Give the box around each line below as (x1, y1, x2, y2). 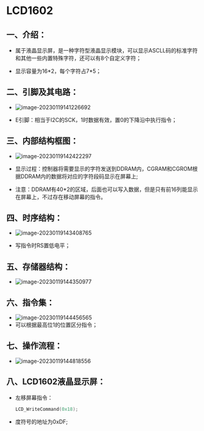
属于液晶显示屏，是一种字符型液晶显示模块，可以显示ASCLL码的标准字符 (15, 47, 198, 54)
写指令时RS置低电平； (15, 242, 71, 249)
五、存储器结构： (6, 261, 71, 272)
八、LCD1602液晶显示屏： (6, 377, 106, 387)
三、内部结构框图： (6, 136, 79, 147)
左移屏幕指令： (15, 394, 53, 401)
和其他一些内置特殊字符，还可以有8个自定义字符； (15, 54, 142, 62)
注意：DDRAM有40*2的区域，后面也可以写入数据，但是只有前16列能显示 (15, 186, 199, 193)
